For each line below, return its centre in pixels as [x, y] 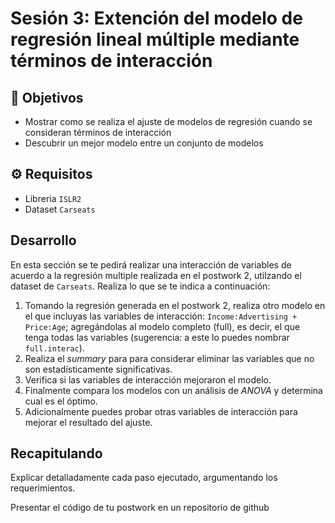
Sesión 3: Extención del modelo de [156, 18]
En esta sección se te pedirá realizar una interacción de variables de [151, 264]
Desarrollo [43, 240]
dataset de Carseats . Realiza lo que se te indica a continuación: [140, 286]
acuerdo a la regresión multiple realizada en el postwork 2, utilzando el [156, 275]
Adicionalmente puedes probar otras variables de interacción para [161, 411]
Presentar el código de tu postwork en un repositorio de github [140, 508]
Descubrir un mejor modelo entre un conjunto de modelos [144, 143]
